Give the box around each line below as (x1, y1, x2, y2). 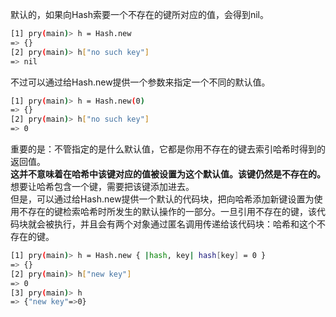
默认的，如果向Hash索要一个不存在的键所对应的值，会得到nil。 (10, 9, 269, 20)
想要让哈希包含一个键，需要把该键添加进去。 (10, 181, 195, 192)
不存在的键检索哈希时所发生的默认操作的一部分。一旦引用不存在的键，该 (18, 206, 317, 217)
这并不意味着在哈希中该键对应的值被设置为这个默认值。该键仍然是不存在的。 (10, 168, 326, 180)
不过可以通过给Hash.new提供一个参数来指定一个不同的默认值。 (10, 76, 271, 88)
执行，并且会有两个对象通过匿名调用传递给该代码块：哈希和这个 (53, 218, 317, 230)
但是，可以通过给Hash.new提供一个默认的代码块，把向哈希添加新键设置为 (10, 193, 315, 205)
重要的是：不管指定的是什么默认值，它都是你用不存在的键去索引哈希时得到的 (10, 143, 326, 155)
